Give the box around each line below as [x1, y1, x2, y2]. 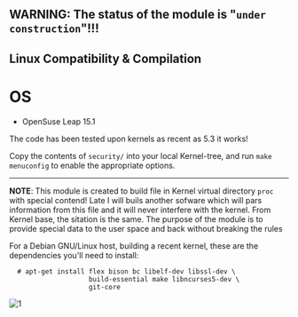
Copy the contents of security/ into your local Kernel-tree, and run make [9, 150, 272, 161]
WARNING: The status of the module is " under [9, 7, 266, 22]
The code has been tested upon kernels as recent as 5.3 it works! [9, 133, 248, 144]
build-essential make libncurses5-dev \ [88, 274, 240, 283]
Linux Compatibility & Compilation [9, 51, 202, 66]
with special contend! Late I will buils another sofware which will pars [9, 194, 263, 205]
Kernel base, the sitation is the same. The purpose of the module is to [9, 213, 263, 225]
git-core [88, 282, 122, 291]
